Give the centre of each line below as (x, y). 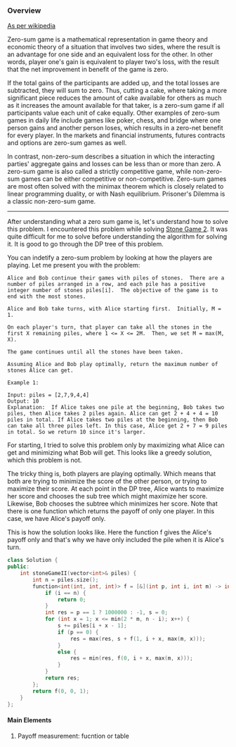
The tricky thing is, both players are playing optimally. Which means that (112, 474)
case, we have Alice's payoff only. (57, 519)
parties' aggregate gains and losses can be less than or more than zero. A (114, 164)
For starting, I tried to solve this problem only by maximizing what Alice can (116, 445)
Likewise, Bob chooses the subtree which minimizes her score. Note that (112, 504)
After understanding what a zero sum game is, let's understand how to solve (118, 222)
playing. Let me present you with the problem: (74, 265)
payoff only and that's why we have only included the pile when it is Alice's (116, 540)
